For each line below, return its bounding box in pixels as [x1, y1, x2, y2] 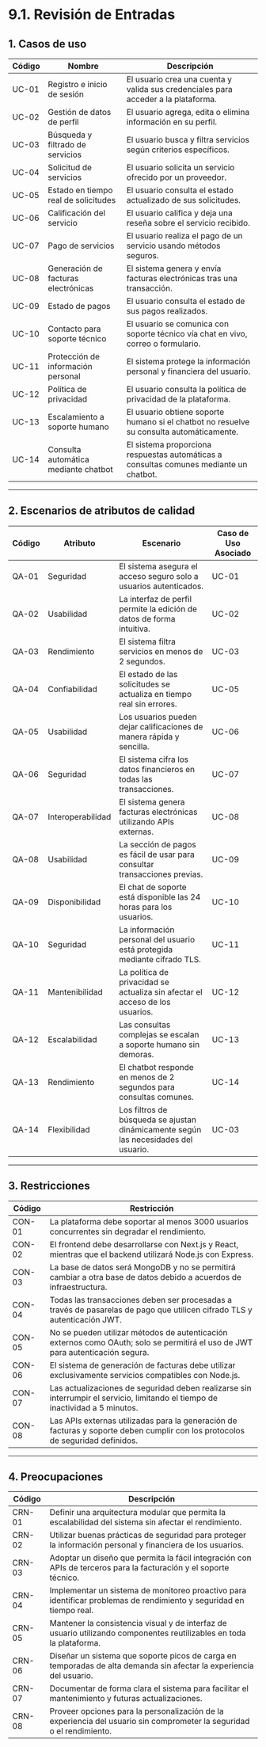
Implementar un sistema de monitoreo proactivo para [49, 1585, 247, 1597]
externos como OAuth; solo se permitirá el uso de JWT [49, 1337, 253, 1348]
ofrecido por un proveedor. [126, 172, 227, 183]
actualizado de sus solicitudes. [126, 195, 241, 205]
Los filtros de [118, 1104, 168, 1115]
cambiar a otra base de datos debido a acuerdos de [49, 1271, 241, 1282]
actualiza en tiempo [118, 688, 192, 699]
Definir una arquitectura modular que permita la [49, 1507, 226, 1518]
